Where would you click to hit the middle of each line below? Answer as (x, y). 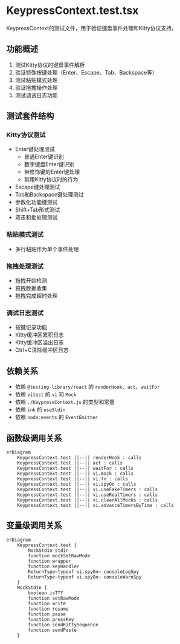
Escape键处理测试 (37, 187)
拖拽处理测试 (25, 266)
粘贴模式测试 (25, 235)
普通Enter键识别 (44, 157)
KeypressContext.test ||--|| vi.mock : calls (76, 474)
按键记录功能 (31, 327)
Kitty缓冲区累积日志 (40, 335)
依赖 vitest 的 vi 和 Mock (46, 394)
